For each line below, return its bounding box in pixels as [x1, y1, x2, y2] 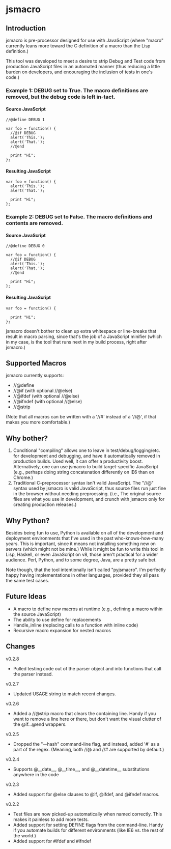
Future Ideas [6, 592, 46, 601]
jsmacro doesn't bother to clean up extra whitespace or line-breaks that [6, 328, 157, 334]
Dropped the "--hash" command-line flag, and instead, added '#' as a [13, 741, 160, 747]
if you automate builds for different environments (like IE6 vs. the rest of [13, 827, 164, 833]
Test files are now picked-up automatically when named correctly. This [13, 811, 162, 817]
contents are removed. [6, 220, 63, 227]
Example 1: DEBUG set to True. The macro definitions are [6, 87, 149, 94]
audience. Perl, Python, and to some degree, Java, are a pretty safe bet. [6, 557, 157, 563]
